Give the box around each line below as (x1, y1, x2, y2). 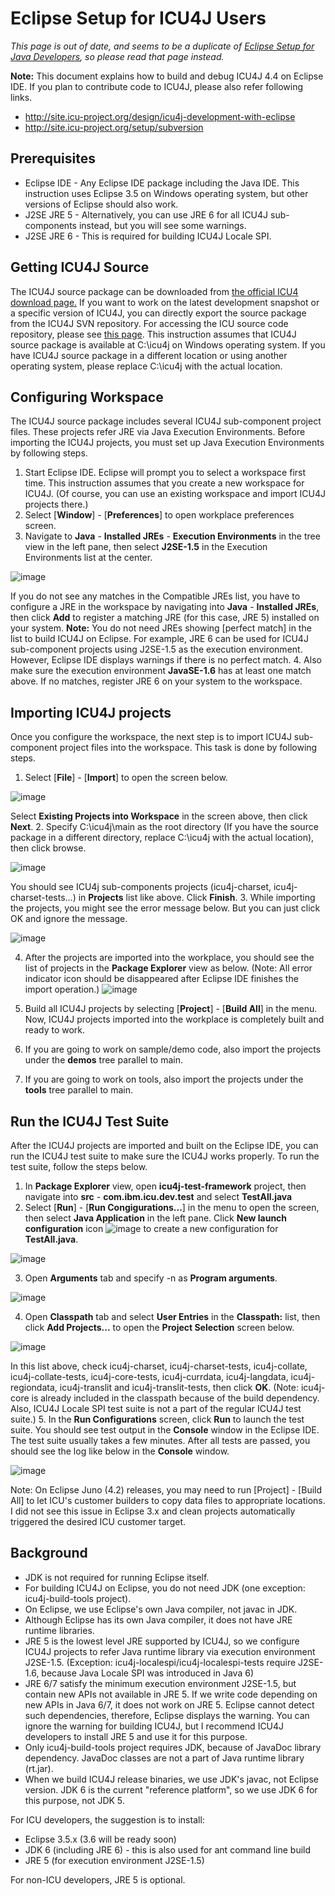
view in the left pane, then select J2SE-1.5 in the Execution (24, 541, 268, 553)
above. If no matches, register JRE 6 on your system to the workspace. (10, 675, 303, 687)
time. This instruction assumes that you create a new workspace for (24, 477, 305, 489)
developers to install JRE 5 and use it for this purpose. (24, 1730, 248, 1742)
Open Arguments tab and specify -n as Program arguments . (24, 1272, 278, 1284)
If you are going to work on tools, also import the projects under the (24, 1073, 304, 1086)
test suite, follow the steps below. (10, 1161, 148, 1172)
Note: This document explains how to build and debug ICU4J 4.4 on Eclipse (10, 70, 324, 82)
